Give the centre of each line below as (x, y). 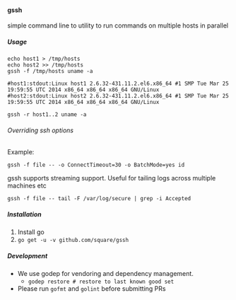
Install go (31, 232)
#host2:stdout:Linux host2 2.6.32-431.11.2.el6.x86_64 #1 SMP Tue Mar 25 (118, 96)
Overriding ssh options (41, 130)
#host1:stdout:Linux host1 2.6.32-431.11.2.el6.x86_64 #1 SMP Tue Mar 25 (118, 84)
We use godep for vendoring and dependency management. (106, 274)
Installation (24, 214)
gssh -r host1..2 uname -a (47, 115)
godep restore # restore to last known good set (101, 282)
